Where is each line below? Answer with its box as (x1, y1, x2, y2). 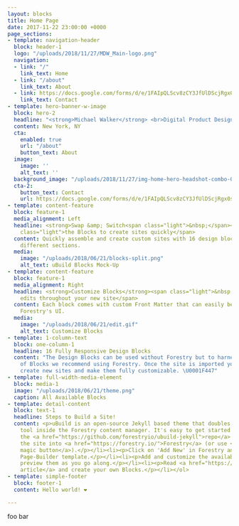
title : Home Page (7, 17, 59, 24)
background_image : (14, 176, 69, 183)
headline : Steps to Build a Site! (14, 414, 116, 421)
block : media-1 (14, 380, 59, 387)
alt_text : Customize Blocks (20, 328, 103, 335)
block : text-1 (14, 407, 55, 414)
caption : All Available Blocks (14, 394, 107, 401)
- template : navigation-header (7, 37, 100, 44)
